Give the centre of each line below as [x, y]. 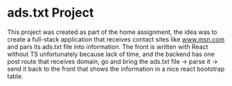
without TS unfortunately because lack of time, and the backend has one [111, 54]
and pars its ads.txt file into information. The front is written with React [108, 46]
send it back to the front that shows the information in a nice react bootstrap [116, 69]
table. [15, 76]
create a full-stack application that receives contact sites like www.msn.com [116, 39]
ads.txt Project [51, 13]
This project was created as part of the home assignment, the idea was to [112, 32]
